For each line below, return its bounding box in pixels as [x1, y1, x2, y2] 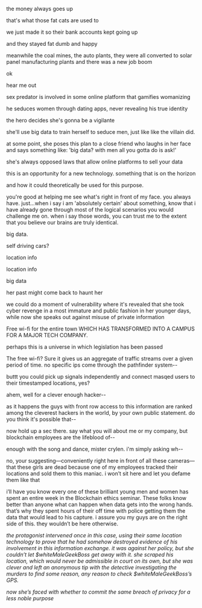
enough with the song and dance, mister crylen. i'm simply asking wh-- [6, 446, 184, 452]
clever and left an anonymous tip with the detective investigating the [6, 564, 177, 571]
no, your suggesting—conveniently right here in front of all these [6, 457, 167, 464]
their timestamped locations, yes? [6, 379, 90, 387]
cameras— [168, 457, 195, 464]
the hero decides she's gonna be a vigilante [6, 117, 115, 124]
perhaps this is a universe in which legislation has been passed [6, 343, 163, 350]
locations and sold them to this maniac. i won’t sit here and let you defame [6, 470, 191, 477]
